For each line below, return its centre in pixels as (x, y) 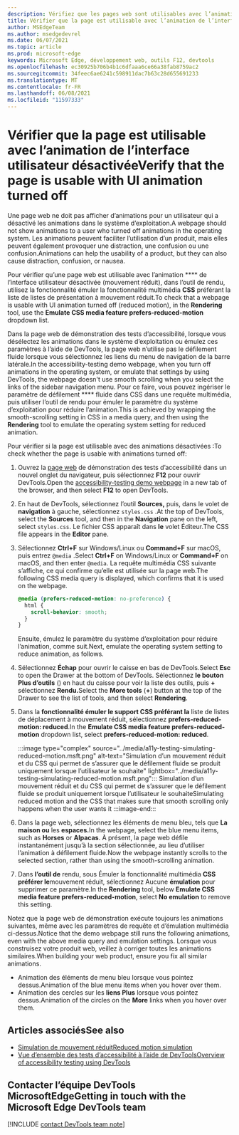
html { (34, 605)
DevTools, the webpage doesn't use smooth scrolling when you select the (116, 379)
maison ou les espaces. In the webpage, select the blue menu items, (118, 830)
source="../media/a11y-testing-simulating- (154, 748)
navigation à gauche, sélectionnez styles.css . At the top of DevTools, (121, 511)
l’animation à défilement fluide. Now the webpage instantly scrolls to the (122, 853)
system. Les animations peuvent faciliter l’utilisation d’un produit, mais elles (117, 238)
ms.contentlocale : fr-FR (44, 87)
